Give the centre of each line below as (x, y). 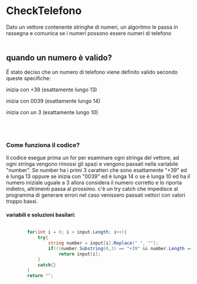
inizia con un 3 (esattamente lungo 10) (52, 112)
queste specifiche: (28, 78)
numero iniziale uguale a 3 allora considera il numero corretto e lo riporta (94, 183)
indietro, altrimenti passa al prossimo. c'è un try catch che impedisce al (92, 189)
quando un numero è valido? (59, 58)
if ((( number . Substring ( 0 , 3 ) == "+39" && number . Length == (120, 248)
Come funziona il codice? (43, 145)
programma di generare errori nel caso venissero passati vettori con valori (96, 195)
